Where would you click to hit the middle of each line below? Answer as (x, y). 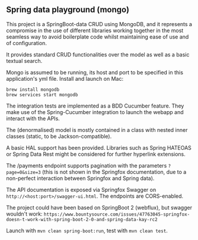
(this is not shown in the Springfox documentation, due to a (114, 172)
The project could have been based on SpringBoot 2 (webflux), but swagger (99, 207)
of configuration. (27, 43)
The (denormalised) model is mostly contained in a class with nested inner (97, 130)
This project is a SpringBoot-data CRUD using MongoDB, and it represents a (99, 24)
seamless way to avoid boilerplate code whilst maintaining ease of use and (98, 37)
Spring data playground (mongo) (68, 10)
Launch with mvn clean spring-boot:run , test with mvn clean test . (87, 230)
